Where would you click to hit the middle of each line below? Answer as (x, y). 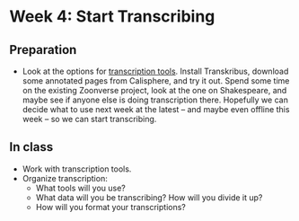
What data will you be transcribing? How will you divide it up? (149, 197)
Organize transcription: (65, 178)
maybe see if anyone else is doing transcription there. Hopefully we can (155, 100)
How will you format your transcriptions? (111, 207)
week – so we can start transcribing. (89, 119)
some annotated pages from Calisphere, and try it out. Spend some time (156, 81)
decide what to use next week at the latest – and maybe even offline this (156, 109)
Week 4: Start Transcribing (112, 17)
